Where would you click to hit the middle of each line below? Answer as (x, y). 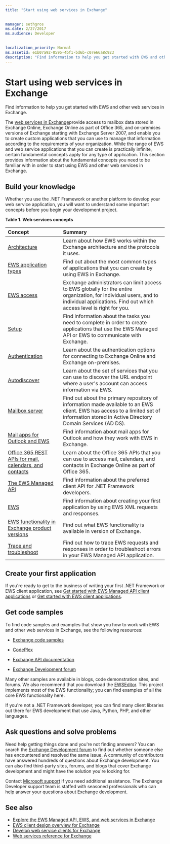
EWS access (23, 295)
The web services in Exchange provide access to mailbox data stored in (79, 122)
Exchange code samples (38, 639)
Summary (75, 232)
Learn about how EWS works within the (110, 241)
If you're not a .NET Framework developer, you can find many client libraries (84, 705)
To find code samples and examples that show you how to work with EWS (82, 624)
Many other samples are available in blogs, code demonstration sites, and (82, 679)
